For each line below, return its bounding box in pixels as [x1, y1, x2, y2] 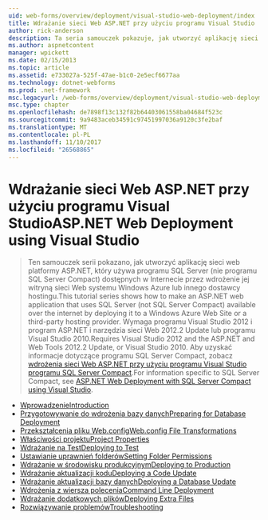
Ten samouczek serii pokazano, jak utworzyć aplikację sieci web [27, 258, 241, 267]
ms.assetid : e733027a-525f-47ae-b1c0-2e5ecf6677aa [8, 71, 180, 79]
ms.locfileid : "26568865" [8, 146, 94, 154]
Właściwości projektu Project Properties [19, 434, 150, 444]
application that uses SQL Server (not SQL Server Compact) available [27, 300, 257, 310]
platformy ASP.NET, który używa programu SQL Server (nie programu [27, 266, 258, 276]
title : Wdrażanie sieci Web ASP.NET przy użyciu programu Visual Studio [8, 19, 255, 27]
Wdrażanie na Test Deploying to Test [19, 443, 140, 453]
